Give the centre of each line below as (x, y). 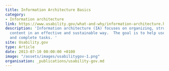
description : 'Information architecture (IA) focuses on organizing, (80, 28)
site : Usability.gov (27, 42)
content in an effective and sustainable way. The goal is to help (83, 33)
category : (16, 14)
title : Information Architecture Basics (48, 10)
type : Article (20, 47)
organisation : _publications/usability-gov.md (55, 61)
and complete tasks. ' (33, 38)
